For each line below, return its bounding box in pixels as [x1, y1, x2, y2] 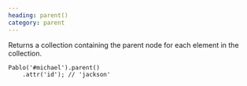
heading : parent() [8, 11, 68, 20]
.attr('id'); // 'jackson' [22, 70, 111, 78]
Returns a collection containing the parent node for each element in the [8, 40, 239, 49]
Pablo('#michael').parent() [8, 63, 101, 71]
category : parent [8, 19, 65, 27]
